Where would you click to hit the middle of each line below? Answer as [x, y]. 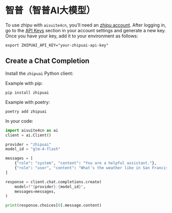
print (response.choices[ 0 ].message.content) [53, 205]
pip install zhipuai [27, 93]
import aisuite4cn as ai [32, 130]
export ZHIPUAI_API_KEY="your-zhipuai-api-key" [57, 45]
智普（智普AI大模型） [50, 10]
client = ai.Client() [28, 135]
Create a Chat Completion [47, 61]
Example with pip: [24, 83]
